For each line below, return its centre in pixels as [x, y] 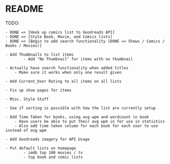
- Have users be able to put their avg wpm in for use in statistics [90, 121]
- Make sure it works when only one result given [68, 72]
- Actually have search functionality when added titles [67, 68]
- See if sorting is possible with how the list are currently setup [81, 108]
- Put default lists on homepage [41, 148]
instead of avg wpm [26, 130]
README [24, 9]
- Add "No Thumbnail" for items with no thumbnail [78, 59]
